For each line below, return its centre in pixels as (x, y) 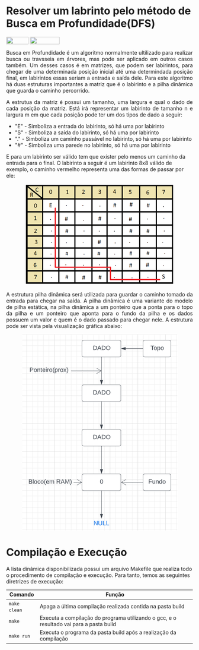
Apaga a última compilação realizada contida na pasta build (112, 607)
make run (20, 636)
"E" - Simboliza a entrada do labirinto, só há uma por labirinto (89, 127)
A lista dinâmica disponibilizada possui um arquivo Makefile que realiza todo (99, 569)
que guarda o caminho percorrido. (48, 91)
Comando (22, 595)
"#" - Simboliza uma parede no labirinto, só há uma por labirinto (92, 145)
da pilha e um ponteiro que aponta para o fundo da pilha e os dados (99, 313)
